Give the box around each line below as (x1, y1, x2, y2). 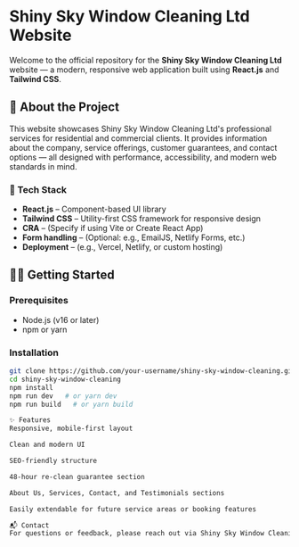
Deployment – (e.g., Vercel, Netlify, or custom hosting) (21, 242, 223, 253)
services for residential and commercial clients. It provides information (9, 132, 268, 144)
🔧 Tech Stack (9, 183, 68, 195)
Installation (9, 346, 60, 359)
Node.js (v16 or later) (21, 314, 100, 325)
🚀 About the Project (9, 100, 120, 115)
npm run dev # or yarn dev (9, 391, 117, 401)
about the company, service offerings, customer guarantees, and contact (9, 142, 278, 153)
